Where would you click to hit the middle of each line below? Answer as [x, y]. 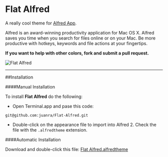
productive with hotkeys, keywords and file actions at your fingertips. [76, 43]
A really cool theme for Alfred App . [41, 23]
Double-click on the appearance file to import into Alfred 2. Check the [84, 124]
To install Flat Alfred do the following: [44, 96]
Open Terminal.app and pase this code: [53, 106]
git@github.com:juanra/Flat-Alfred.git [47, 115]
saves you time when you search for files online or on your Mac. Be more [80, 38]
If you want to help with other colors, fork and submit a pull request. [77, 53]
